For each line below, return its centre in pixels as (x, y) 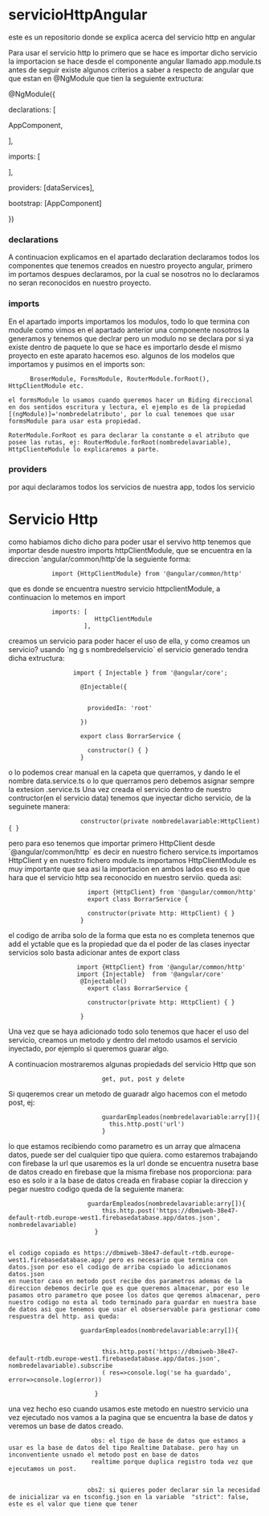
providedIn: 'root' (120, 708)
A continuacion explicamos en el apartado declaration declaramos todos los (134, 257)
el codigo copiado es (45, 1253)
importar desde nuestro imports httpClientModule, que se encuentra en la (130, 550)
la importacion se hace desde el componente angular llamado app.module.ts (135, 61)
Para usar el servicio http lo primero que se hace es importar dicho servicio (133, 52)
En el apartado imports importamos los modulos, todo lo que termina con (129, 321)
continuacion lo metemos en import (67, 597)
